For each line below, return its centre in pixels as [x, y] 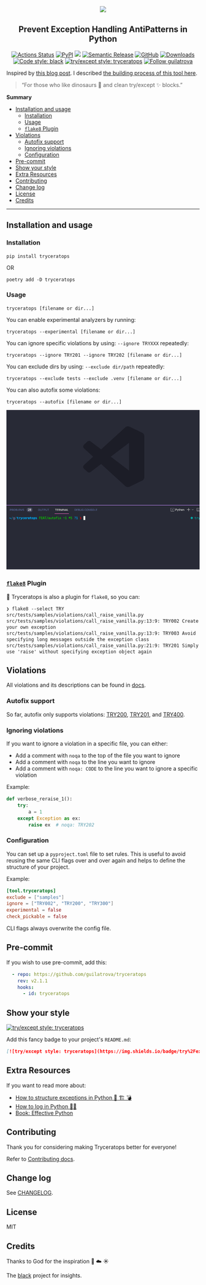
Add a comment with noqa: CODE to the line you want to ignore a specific [106, 768]
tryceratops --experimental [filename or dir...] [71, 332]
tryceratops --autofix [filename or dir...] [64, 402]
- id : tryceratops [46, 994]
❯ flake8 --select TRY [35, 609]
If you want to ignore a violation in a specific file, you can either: [87, 744]
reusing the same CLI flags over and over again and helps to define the [96, 860]
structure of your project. [38, 867]
